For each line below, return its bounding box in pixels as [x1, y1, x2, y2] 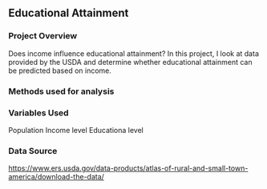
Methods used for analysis [8, 86, 115, 97]
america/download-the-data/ [8, 172, 104, 182]
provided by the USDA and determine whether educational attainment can [8, 57, 253, 66]
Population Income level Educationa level [8, 125, 144, 135]
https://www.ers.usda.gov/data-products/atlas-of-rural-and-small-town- [8, 163, 249, 173]
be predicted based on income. [8, 66, 112, 75]
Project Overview [8, 30, 78, 42]
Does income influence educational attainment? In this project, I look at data [8, 48, 259, 58]
